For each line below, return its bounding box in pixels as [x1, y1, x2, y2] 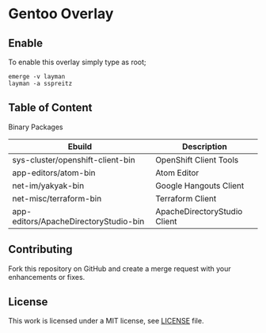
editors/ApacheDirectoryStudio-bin [12, 216, 145, 227]
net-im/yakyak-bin [12, 180, 85, 191]
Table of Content [8, 101, 93, 115]
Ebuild [67, 140, 93, 151]
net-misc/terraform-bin [12, 193, 102, 204]
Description [181, 140, 227, 151]
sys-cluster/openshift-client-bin [12, 154, 136, 165]
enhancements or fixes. [8, 272, 85, 281]
